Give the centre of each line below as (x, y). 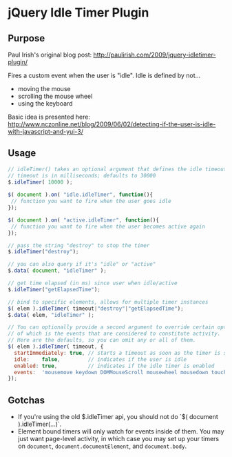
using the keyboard (45, 104)
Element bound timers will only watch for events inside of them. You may (121, 431)
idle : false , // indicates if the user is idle (101, 359)
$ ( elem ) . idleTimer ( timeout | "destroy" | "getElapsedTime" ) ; (96, 309)
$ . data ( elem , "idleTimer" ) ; (51, 315)
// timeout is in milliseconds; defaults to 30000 (82, 175)
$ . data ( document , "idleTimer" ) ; (57, 271)
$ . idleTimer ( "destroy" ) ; (43, 252)
